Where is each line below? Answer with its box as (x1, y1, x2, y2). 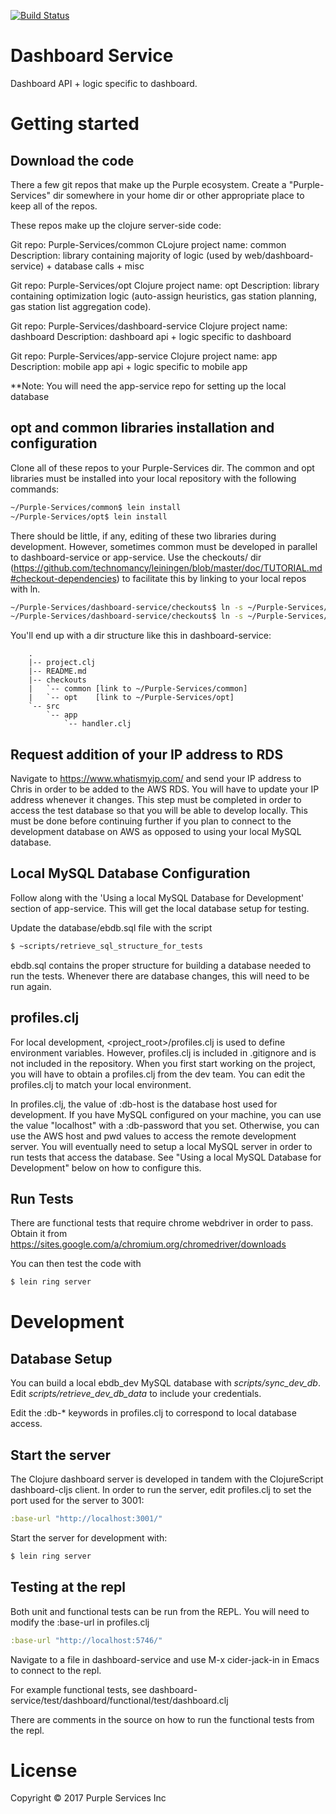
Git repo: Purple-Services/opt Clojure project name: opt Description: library (10, 279, 320, 291)
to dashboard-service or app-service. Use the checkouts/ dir (10, 551, 262, 563)
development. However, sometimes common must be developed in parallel (10, 540, 318, 552)
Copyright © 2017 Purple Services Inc (10, 1792, 167, 1804)
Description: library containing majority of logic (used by (10, 249, 243, 261)
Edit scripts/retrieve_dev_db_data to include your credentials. (10, 1388, 262, 1400)
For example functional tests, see (10, 1683, 148, 1695)
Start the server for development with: (10, 1531, 168, 1544)
